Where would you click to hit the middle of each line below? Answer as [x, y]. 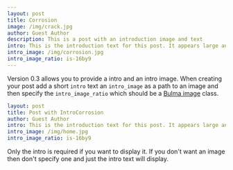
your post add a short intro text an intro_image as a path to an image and [113, 86]
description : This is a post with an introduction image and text [105, 40]
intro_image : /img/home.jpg [48, 132]
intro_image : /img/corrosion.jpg [55, 53]
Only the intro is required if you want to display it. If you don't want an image [116, 151]
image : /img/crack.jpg [40, 26]
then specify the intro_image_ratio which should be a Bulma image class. [113, 93]
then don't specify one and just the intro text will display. [88, 159]
